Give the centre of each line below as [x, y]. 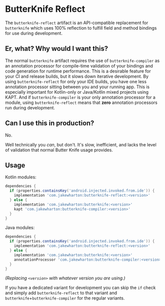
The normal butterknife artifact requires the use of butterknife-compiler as [82, 61]
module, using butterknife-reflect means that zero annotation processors [81, 102]
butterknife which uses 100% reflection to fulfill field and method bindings [81, 28]
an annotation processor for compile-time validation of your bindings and [79, 66]
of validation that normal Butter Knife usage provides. [59, 150]
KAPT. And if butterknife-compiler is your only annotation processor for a [80, 97]
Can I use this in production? [50, 123]
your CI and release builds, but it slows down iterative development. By [77, 76]
